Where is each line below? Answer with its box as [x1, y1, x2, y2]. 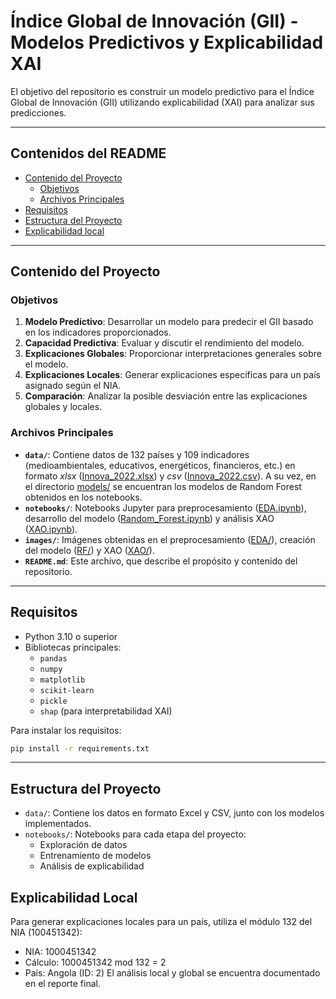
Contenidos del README [10, 145, 167, 162]
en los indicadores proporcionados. [24, 326, 172, 339]
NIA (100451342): [10, 926, 83, 939]
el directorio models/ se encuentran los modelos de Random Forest [24, 480, 302, 492]
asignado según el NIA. [24, 380, 122, 392]
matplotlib [39, 675, 86, 685]
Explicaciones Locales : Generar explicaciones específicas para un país [24, 369, 321, 381]
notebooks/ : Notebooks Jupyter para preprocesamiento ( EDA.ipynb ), [24, 501, 307, 514]
